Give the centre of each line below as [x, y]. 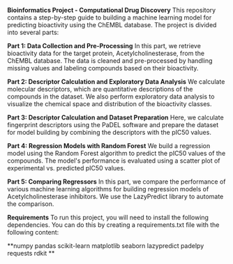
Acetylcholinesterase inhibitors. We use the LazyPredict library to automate [115, 196]
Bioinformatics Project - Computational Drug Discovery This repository [112, 10]
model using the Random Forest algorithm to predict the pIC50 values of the [116, 153]
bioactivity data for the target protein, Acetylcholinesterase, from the [106, 53]
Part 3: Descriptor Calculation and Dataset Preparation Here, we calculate [116, 117]
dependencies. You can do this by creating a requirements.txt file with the [113, 225]
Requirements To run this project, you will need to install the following [108, 217]
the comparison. [31, 204]
